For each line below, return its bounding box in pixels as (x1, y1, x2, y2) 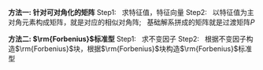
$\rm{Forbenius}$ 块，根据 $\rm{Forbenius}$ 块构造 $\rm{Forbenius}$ (15, 44, 239, 53)
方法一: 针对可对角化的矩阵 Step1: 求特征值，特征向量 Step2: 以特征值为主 (8, 8, 254, 17)
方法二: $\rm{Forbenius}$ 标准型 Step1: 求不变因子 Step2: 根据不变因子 (8, 35, 246, 43)
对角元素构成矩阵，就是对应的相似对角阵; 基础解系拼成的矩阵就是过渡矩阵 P (8, 17, 255, 27)
